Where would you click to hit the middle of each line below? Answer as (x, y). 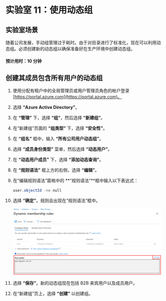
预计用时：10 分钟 (24, 61)
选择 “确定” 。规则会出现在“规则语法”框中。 (56, 201)
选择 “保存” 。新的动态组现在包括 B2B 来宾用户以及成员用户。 (75, 283)
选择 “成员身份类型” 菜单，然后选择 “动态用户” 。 (62, 149)
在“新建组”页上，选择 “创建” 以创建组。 (53, 293)
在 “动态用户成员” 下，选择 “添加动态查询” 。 (58, 160)
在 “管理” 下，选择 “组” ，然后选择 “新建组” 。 (59, 118)
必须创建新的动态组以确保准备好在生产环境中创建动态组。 (77, 49)
